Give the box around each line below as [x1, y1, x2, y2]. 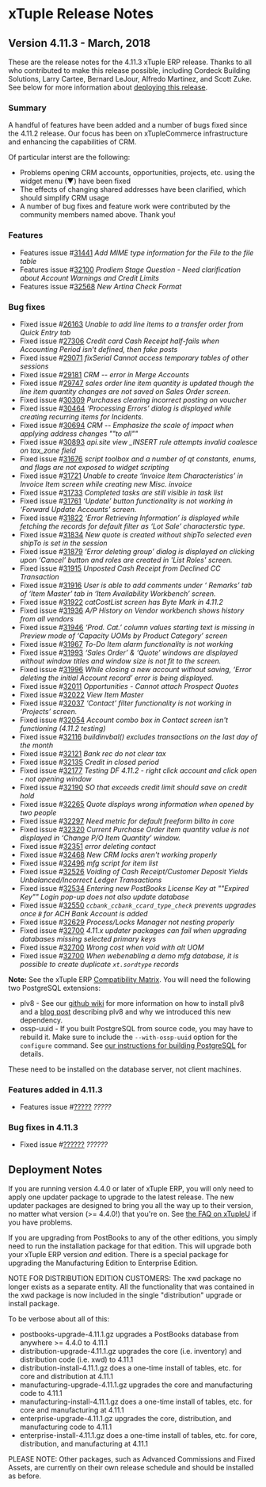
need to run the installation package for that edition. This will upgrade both [8, 1241, 252, 1251]
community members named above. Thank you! [19, 210, 177, 220]
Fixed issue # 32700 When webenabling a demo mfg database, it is [19, 950, 239, 960]
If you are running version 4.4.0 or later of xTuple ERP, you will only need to [8, 1184, 254, 1194]
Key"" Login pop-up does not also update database [19, 892, 190, 901]
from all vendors [19, 614, 74, 623]
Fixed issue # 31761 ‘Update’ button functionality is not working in [19, 496, 234, 506]
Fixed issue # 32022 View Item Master [19, 690, 144, 699]
